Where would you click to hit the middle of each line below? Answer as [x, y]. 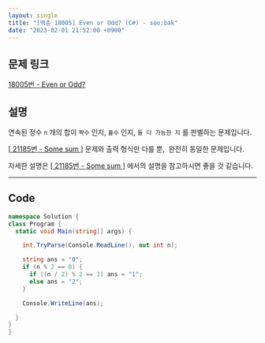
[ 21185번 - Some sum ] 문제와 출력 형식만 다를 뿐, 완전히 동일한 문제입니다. [126, 149]
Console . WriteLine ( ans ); [63, 303]
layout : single [33, 15]
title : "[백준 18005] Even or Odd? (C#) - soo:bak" [93, 23]
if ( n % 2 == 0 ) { [52, 267]
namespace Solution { [44, 216]
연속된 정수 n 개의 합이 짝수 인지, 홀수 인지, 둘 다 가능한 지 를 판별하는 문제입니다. [130, 132]
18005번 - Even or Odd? [47, 84]
